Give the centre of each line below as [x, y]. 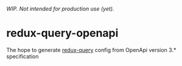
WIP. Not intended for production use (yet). [60, 9]
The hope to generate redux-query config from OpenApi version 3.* [91, 50]
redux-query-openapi [62, 33]
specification [23, 56]
